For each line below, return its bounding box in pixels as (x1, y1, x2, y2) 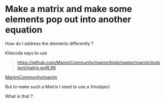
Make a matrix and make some (5, 3, 132, 15)
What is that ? (5, 93, 33, 99)
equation (5, 25, 43, 35)
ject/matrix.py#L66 (17, 65, 56, 71)
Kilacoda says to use (5, 50, 47, 56)
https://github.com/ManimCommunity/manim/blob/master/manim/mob (17, 59, 160, 65)
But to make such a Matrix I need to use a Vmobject (5, 83, 110, 89)
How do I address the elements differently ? (5, 40, 94, 46)
